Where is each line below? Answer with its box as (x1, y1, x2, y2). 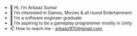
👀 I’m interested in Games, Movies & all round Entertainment (9, 10, 132, 16)
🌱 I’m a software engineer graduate (9, 15, 82, 20)
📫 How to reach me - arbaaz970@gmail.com (9, 26, 102, 31)
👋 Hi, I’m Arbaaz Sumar (9, 5, 57, 10)
